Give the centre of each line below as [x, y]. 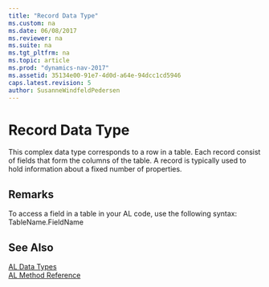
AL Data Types [33, 266]
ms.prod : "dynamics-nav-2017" [59, 68]
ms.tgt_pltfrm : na [39, 53]
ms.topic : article [39, 61]
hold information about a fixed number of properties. [95, 169]
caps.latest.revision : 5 [50, 83]
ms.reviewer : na [35, 38]
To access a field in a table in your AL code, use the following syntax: [123, 214]
